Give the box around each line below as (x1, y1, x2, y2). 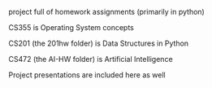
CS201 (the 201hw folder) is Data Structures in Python (8, 38, 189, 48)
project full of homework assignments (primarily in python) (8, 7, 205, 16)
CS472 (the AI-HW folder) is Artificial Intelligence (8, 55, 173, 64)
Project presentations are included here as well (8, 70, 166, 80)
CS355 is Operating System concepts (8, 23, 134, 32)
